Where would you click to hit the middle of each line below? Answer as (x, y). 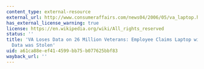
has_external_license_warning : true (53, 23)
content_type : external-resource (49, 12)
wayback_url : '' (27, 56)
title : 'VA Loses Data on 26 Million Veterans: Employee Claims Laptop (99, 40)
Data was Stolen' (34, 46)
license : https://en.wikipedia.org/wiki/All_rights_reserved (85, 28)
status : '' (20, 34)
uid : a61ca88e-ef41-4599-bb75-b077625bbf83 (62, 51)
